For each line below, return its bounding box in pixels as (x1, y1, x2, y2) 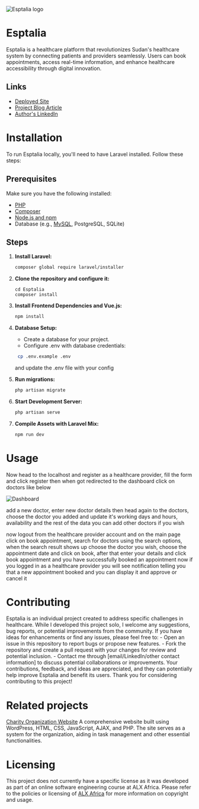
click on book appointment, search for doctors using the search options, (6, 537, 182, 544)
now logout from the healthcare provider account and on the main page (6, 531, 181, 538)
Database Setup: (14, 325, 57, 332)
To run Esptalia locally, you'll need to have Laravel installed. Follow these (6, 150, 184, 158)
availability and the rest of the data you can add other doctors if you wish (6, 519, 185, 527)
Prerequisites (6, 174, 57, 184)
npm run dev (14, 431, 44, 438)
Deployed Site (14, 98, 49, 105)
